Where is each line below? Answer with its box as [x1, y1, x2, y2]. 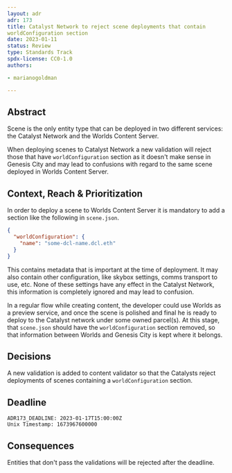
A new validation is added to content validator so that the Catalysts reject [7, 369, 216, 377]
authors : [7, 62, 33, 69]
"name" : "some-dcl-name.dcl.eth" [19, 240, 116, 247]
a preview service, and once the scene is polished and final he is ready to [7, 308, 217, 317]
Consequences [7, 440, 75, 451]
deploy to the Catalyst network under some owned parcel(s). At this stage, [7, 315, 220, 324]
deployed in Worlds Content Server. [7, 167, 109, 176]
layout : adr [7, 10, 42, 17]
